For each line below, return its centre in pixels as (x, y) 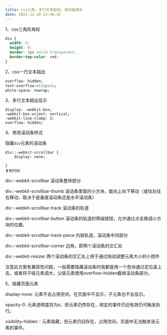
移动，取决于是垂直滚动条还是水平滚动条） (53, 198)
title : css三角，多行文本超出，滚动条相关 (44, 10)
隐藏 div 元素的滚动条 (26, 143)
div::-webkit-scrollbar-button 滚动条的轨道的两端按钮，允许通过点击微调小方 (83, 218)
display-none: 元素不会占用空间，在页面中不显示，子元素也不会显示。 (76, 294)
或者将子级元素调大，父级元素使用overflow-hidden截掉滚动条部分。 (83, 273)
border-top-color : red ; (34, 57)
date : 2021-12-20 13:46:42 (33, 14)
